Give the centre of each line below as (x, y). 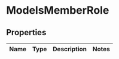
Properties (26, 32)
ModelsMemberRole (58, 10)
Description (70, 49)
